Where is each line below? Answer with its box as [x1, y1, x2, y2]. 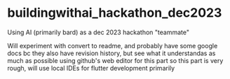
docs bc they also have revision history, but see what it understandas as [7, 49, 216, 57]
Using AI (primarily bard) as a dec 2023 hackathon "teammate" [7, 28, 189, 36]
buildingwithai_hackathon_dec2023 [7, 5, 222, 21]
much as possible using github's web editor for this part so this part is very [7, 56, 224, 64]
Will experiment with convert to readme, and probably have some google [7, 41, 218, 50]
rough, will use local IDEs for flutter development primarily [7, 64, 175, 72]
